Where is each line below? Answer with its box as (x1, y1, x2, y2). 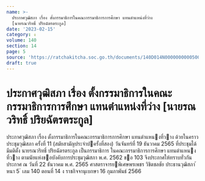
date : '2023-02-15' (6, 26, 56, 32)
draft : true (6, 60, 37, 66)
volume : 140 (6, 37, 37, 43)
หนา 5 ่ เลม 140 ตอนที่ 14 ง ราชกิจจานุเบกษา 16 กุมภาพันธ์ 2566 (6, 168, 142, 175)
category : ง (6, 32, 36, 38)
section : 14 (6, 43, 37, 49)
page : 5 (6, 49, 26, 55)
